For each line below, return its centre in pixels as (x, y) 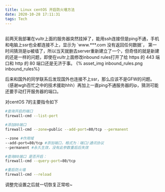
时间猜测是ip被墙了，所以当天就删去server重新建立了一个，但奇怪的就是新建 (82, 51)
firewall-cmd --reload (28, 175)
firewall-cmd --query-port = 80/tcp (41, 161)
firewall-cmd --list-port (31, 116)
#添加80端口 (16, 125)
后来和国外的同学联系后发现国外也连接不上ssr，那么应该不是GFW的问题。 (80, 79)
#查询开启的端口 (19, 112)
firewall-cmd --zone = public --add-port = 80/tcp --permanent (67, 129)
